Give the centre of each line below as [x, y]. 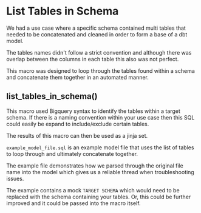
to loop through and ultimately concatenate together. [72, 154]
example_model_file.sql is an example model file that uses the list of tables [100, 147]
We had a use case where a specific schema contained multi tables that [96, 28]
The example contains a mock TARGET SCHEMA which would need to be [93, 190]
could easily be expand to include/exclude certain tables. [78, 124]
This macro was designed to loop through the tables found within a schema [101, 70]
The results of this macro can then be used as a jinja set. [77, 135]
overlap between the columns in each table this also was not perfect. [93, 59]
